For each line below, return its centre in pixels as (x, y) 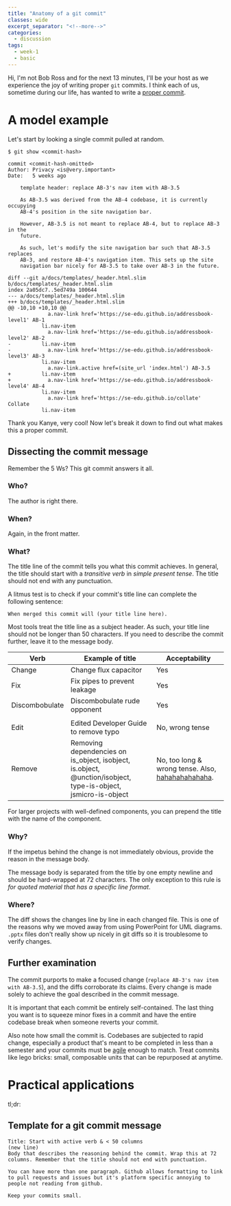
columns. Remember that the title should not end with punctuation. (108, 1159)
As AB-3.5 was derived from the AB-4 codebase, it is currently (114, 200)
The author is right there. (43, 501)
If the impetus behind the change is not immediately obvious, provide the (111, 852)
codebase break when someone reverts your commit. (84, 1022)
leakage (83, 690)
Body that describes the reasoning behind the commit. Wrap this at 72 (112, 1153)
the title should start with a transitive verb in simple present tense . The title (113, 573)
